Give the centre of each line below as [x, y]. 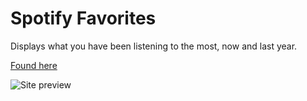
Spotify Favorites [83, 18]
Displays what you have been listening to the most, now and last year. [154, 46]
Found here [34, 65]
